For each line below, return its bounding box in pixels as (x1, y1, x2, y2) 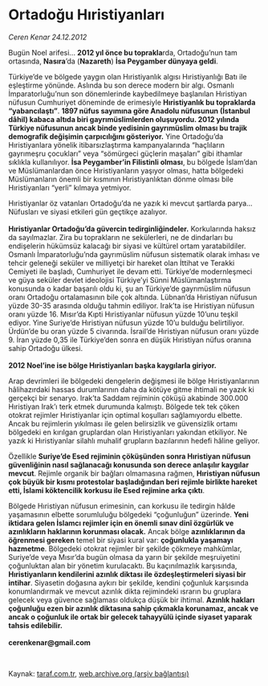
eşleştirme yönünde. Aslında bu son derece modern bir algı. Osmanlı (8, 80, 234, 90)
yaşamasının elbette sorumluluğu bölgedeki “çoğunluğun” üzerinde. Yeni (8, 509, 249, 519)
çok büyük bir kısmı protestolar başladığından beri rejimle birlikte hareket (8, 476, 258, 487)
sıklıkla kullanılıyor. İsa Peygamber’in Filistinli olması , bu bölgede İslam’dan (8, 157, 258, 166)
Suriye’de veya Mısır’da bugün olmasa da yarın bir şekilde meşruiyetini (8, 552, 241, 561)
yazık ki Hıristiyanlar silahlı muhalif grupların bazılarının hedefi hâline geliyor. (8, 435, 260, 445)
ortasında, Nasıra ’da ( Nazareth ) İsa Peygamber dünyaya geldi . (8, 56, 218, 66)
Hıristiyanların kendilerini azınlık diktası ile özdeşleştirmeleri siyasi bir (8, 569, 246, 579)
